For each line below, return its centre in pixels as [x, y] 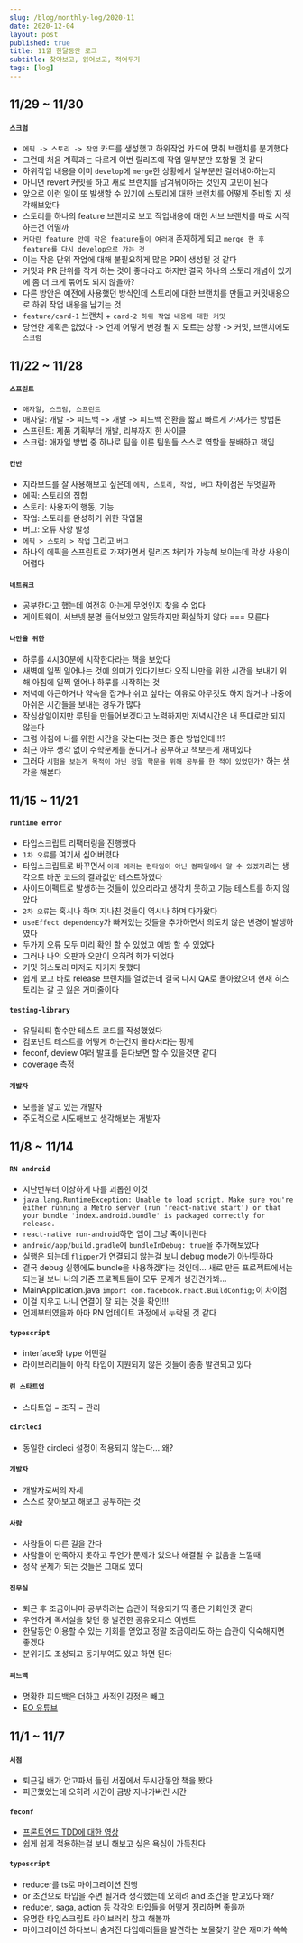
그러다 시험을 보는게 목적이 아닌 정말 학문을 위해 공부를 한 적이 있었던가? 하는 [151, 761]
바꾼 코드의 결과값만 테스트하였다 [105, 877]
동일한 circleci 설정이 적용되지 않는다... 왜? [98, 1447]
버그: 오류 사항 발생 [56, 529]
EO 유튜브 [40, 1707]
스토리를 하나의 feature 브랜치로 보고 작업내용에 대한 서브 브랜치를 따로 [147, 216]
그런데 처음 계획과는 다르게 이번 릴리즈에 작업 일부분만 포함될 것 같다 [142, 160]
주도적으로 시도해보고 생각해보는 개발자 [91, 1118]
